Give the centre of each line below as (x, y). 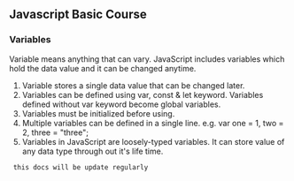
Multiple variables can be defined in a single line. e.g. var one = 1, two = (153, 123)
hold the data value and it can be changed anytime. (103, 68)
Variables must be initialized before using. (98, 113)
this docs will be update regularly (81, 167)
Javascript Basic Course (78, 15)
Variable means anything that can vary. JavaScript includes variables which (147, 59)
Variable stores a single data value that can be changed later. (133, 85)
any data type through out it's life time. (93, 151)
